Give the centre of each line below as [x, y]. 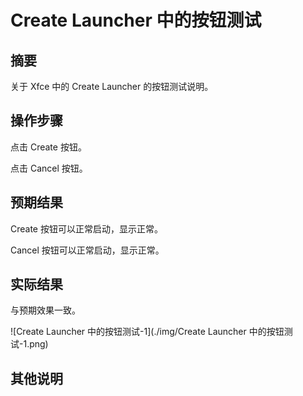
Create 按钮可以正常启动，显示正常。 [86, 228]
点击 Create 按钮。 [48, 147]
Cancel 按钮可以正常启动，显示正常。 [87, 250]
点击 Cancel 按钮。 [49, 168]
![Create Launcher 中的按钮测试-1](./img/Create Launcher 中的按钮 [147, 332]
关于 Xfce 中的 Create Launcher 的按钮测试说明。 [112, 86]
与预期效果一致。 [45, 310]
